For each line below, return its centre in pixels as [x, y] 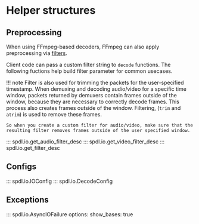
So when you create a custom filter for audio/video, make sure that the [100, 125]
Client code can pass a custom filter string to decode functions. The [88, 65]
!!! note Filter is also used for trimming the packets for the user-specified [95, 82]
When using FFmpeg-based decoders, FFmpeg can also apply [83, 47]
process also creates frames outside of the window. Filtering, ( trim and [94, 108]
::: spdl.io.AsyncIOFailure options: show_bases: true [70, 214]
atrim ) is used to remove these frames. [54, 114]
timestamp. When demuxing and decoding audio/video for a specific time [96, 89]
